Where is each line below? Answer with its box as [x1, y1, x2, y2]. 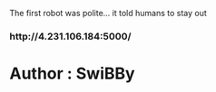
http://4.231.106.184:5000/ [9, 30, 132, 42]
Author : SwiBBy [9, 63, 135, 84]
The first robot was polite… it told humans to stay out [9, 8, 207, 18]
